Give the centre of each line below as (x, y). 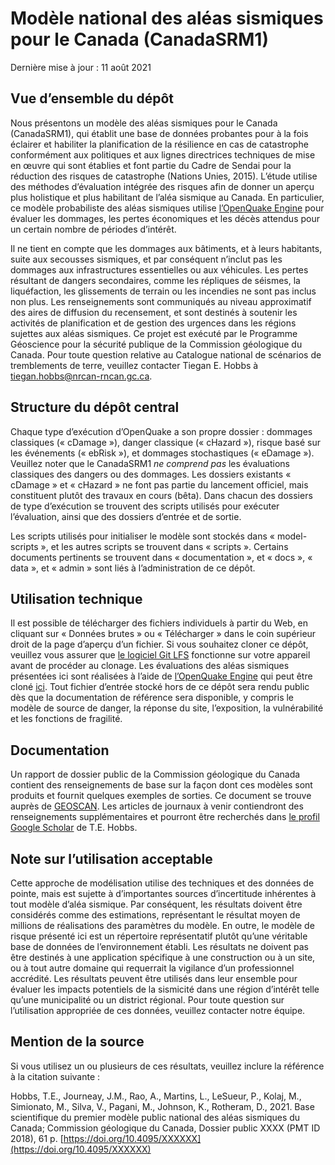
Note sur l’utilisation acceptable (111, 858)
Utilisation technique (76, 598)
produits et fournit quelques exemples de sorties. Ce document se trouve (161, 796)
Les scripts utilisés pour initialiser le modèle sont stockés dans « (142, 536)
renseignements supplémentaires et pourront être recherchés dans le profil (165, 817)
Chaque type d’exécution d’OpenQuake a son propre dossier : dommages (161, 431)
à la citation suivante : (55, 1076)
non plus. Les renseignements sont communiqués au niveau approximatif (161, 301)
